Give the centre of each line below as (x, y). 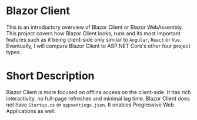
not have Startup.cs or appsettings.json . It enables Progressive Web (90, 105)
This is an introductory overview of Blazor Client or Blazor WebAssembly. (95, 27)
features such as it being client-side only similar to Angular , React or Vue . (94, 39)
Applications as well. (31, 111)
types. (14, 52)
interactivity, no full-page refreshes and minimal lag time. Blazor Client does (98, 98)
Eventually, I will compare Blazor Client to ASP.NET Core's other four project (98, 46)
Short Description (51, 76)
